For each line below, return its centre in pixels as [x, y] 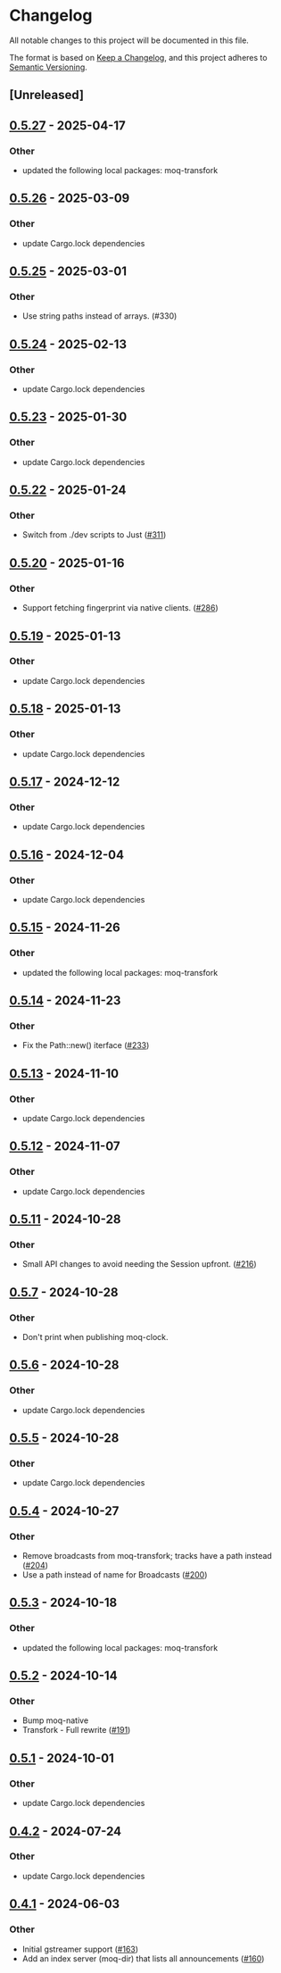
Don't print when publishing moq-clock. [95, 1337]
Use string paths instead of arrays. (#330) [99, 316]
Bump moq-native [55, 1720]
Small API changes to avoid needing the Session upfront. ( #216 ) [139, 1264]
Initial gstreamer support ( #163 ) [80, 1949]
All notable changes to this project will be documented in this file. [129, 40]
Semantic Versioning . [48, 67]
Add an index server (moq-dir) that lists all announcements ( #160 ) [143, 1958]
